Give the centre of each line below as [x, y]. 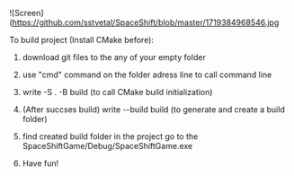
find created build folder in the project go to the [110, 136]
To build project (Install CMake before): [82, 40]
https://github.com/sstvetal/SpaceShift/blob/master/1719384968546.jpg [146, 22]
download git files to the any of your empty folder [114, 57]
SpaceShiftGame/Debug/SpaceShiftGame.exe [107, 146]
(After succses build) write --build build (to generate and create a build [153, 110]
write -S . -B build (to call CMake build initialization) [117, 92]
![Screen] [27, 13]
